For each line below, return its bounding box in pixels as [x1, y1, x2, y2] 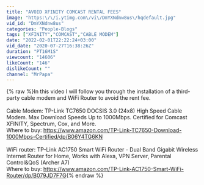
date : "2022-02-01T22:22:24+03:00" [6, 37, 97, 43]
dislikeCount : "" [6, 65, 51, 72]
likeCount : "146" [6, 60, 51, 66]
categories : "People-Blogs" [6, 26, 78, 32]
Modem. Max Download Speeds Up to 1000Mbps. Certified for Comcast [6, 114, 188, 121]
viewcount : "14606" [6, 54, 56, 60]
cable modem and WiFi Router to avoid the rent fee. [21, 94, 151, 102]
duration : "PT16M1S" [6, 49, 59, 55]
